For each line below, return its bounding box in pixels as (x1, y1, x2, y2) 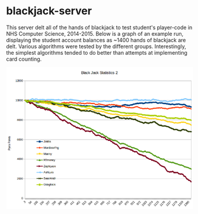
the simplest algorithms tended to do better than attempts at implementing (6, 49, 188, 56)
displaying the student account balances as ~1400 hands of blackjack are (6, 36, 186, 43)
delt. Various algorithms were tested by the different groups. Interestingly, (6, 43, 187, 50)
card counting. (6, 55, 42, 62)
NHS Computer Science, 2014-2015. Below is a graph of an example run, (6, 30, 184, 37)
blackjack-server (6, 4, 92, 18)
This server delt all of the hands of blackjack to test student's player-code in (6, 24, 193, 31)
